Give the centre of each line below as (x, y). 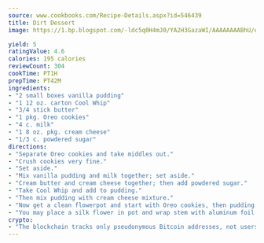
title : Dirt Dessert (42, 23)
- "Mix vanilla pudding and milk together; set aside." (101, 176)
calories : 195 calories (47, 59)
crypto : (21, 220)
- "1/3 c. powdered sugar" (52, 139)
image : (19, 30)
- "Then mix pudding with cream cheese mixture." (91, 197)
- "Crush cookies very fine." (58, 161)
